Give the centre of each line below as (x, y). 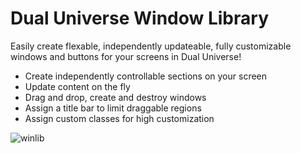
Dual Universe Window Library (139, 18)
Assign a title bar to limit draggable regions (113, 108)
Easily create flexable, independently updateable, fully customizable (151, 46)
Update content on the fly (77, 86)
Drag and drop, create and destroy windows (115, 97)
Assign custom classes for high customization (119, 118)
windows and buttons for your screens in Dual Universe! (126, 56)
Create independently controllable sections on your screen (146, 76)
